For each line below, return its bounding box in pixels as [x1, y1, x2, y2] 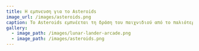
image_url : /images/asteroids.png [6, 14, 92, 20]
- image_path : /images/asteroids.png [11, 36, 105, 42]
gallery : [6, 25, 28, 31]
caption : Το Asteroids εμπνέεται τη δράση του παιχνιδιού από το [6, 19, 171, 25]
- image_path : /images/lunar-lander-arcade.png [11, 30, 131, 36]
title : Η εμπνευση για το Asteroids [6, 8, 97, 15]
